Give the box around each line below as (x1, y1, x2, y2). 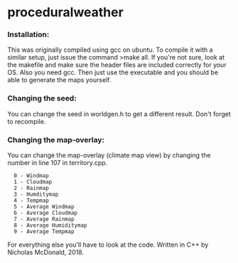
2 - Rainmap (13, 185, 50, 192)
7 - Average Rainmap (13, 216, 75, 223)
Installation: (7, 30, 50, 40)
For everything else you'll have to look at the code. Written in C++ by (7, 240, 209, 249)
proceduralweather (7, 4, 124, 21)
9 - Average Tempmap (13, 228, 75, 235)
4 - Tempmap (13, 197, 50, 204)
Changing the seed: (7, 94, 77, 103)
